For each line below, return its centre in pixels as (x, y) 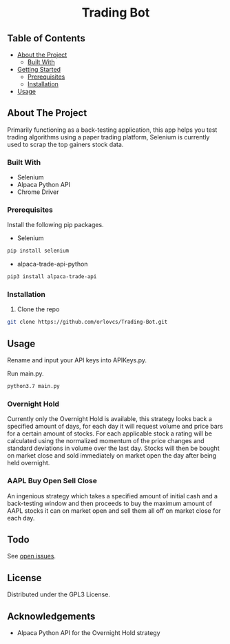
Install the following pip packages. (56, 225)
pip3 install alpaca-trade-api (52, 277)
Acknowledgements (51, 616)
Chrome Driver (38, 192)
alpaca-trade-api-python (52, 264)
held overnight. (29, 463)
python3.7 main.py (33, 387)
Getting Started (39, 69)
